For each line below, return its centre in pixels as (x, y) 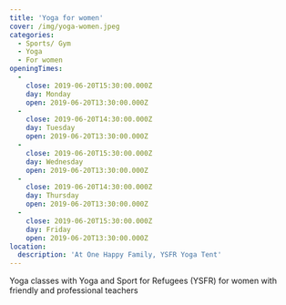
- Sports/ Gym (44, 43)
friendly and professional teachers (74, 290)
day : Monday (48, 94)
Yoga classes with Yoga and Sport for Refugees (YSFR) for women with (143, 281)
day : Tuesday (51, 128)
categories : (32, 35)
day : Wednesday (55, 162)
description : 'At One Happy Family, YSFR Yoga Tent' (120, 255)
